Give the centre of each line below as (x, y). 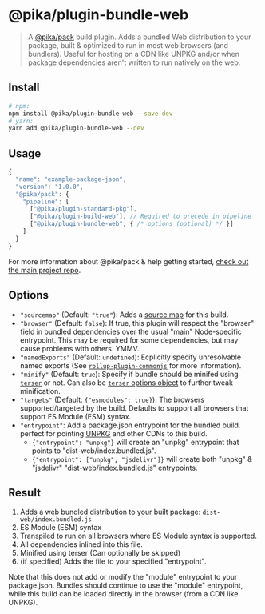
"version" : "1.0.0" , (49, 187)
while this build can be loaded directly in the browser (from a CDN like (123, 594)
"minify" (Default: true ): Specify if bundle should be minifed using (129, 374)
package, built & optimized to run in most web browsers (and (128, 45)
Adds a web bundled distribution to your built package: (110, 512)
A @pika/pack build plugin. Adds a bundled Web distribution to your (139, 37)
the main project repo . (45, 270)
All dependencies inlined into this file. (81, 544)
